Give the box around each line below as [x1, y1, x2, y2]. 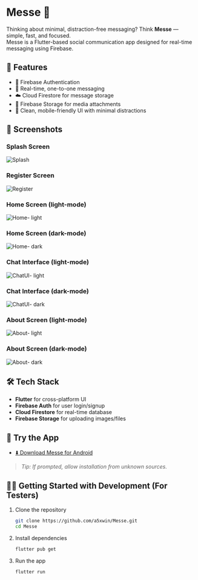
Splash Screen [6, 142, 50, 151]
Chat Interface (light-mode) [6, 258, 90, 266]
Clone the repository [15, 506, 67, 513]
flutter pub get [15, 546, 56, 552]
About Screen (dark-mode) [6, 344, 87, 353]
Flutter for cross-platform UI [15, 396, 87, 403]
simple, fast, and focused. [6, 31, 71, 39]
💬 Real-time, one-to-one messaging [15, 85, 105, 92]
